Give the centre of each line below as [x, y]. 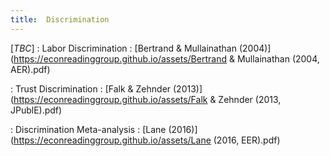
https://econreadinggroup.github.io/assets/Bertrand [120, 58]
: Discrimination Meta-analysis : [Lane [88, 129]
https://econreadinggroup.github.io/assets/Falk [110, 99]
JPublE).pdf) [36, 110]
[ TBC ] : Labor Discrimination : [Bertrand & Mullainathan [123, 48]
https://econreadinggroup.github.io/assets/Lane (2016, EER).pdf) [147, 140]
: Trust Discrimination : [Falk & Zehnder [91, 88]
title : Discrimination [60, 19]
